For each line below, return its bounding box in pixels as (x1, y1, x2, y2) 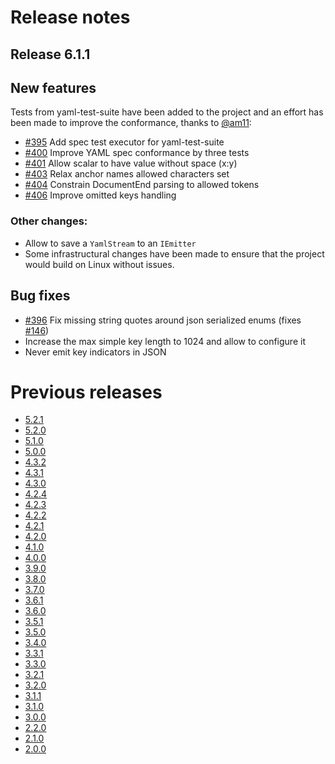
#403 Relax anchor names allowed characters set (24, 168, 230, 180)
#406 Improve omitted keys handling (24, 189, 177, 201)
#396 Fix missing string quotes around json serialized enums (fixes (24, 314, 302, 326)
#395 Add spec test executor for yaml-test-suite (24, 136, 225, 148)
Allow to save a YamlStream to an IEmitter (24, 237, 197, 249)
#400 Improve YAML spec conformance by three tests (24, 147, 250, 159)
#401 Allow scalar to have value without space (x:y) (24, 157, 238, 170)
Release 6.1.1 (10, 46, 91, 63)
